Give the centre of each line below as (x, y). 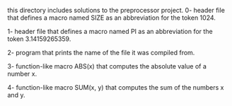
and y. (16, 95)
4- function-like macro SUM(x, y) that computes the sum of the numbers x (116, 87)
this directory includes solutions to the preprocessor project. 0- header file (116, 10)
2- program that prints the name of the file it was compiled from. (101, 53)
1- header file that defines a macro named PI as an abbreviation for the (110, 31)
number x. (22, 74)
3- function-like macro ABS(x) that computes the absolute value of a (107, 66)
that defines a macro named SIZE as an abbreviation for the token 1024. (111, 18)
